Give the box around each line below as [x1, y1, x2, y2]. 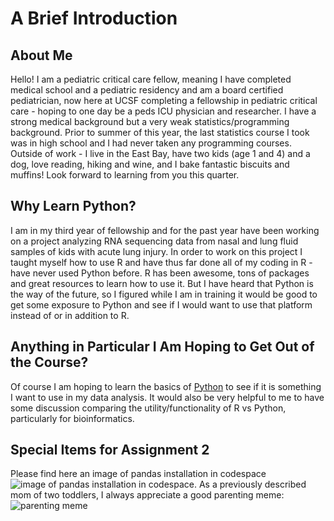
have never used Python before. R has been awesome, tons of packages [10, 267, 310, 279]
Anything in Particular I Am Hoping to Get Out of [10, 338, 315, 356]
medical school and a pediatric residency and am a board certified [10, 84, 284, 96]
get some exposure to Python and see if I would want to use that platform [10, 298, 313, 311]
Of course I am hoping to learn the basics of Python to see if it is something [10, 380, 322, 392]
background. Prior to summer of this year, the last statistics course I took [10, 127, 310, 138]
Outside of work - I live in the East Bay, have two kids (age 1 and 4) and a [10, 148, 311, 159]
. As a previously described [193, 478, 307, 491]
